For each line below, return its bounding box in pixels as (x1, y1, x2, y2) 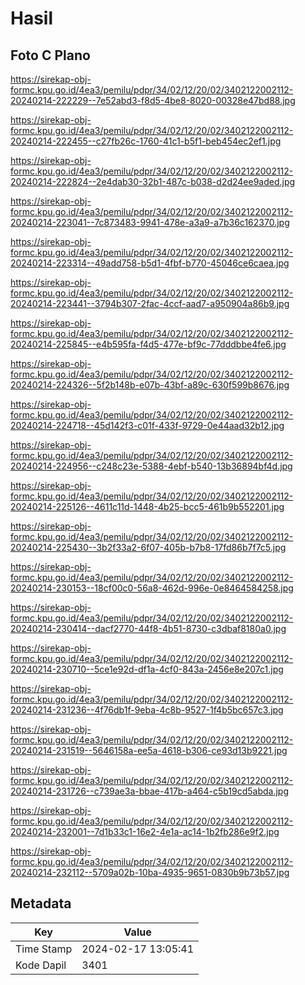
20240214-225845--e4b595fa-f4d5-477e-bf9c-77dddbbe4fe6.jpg (10, 338, 287, 350)
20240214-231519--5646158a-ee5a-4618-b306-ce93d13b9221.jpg (10, 745, 288, 756)
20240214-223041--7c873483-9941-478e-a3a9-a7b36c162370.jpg (10, 217, 290, 228)
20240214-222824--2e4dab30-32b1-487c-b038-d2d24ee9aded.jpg (10, 176, 296, 187)
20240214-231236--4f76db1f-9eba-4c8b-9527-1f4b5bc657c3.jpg (10, 704, 284, 716)
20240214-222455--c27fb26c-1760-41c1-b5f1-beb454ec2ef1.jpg (10, 135, 282, 147)
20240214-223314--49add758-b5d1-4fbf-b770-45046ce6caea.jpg (10, 257, 290, 269)
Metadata (10, 895, 72, 912)
